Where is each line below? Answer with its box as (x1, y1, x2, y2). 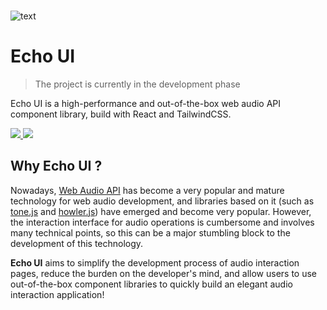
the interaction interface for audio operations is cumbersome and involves (10, 216, 315, 228)
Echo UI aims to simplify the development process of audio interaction (10, 256, 300, 269)
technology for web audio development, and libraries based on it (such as (10, 195, 315, 207)
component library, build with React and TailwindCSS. (10, 108, 232, 120)
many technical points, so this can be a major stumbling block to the (10, 226, 291, 239)
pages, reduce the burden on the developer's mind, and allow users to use (10, 267, 318, 279)
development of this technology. (10, 237, 144, 249)
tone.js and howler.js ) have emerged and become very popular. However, (10, 205, 312, 217)
